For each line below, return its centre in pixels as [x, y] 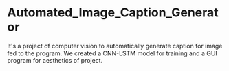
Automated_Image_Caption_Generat [113, 13]
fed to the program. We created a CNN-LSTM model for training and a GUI [112, 53]
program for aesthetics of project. [55, 60]
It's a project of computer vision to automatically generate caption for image [115, 46]
